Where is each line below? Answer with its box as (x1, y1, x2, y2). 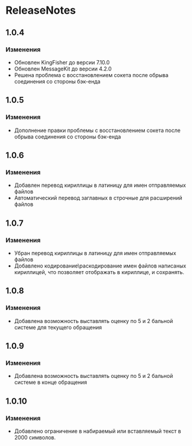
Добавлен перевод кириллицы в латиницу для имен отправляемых (14, 182, 187, 189)
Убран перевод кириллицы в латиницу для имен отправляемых (14, 249, 177, 257)
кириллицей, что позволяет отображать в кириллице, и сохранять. (14, 268, 185, 275)
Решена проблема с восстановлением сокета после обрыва (14, 71, 169, 78)
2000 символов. (14, 434, 56, 441)
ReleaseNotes (5, 4, 76, 17)
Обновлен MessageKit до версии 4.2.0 (14, 65, 112, 72)
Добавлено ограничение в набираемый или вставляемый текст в (14, 427, 181, 435)
